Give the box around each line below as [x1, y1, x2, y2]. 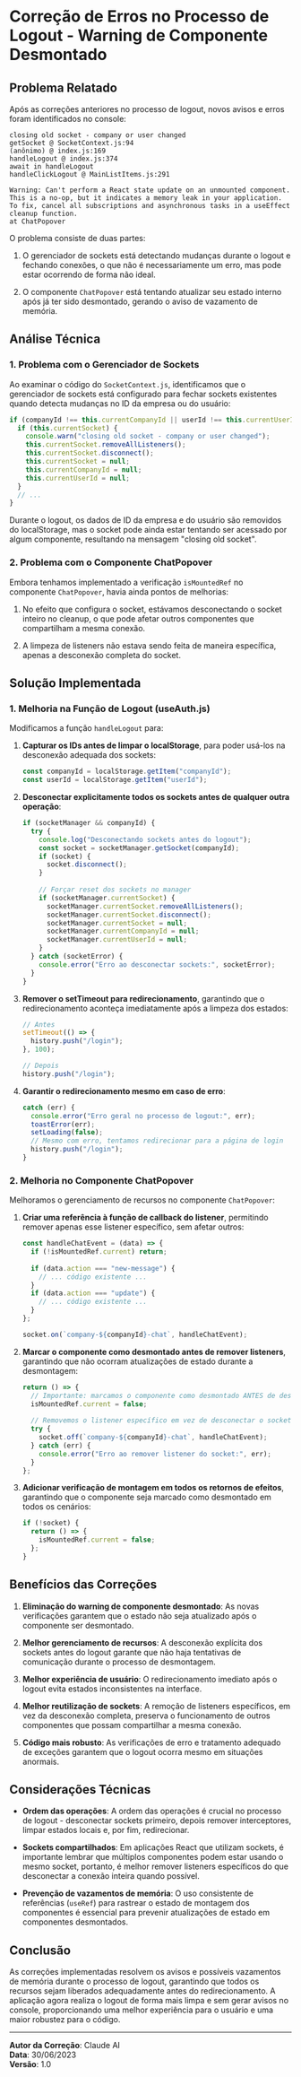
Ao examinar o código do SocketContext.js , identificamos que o [9, 378, 246, 389]
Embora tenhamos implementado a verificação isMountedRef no [9, 577, 244, 587]
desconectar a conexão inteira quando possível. [21, 1871, 200, 1881]
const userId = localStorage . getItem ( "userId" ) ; [21, 776, 208, 785]
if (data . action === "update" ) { [30, 1289, 156, 1298]
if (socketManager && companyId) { [21, 819, 156, 828]
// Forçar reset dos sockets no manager [39, 885, 192, 894]
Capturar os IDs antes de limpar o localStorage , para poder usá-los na [21, 740, 286, 751]
